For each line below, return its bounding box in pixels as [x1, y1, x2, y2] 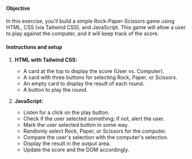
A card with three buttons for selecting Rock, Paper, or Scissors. [23, 74, 178, 81]
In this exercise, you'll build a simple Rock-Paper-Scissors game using [6, 18, 175, 25]
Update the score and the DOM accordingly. [23, 146, 130, 153]
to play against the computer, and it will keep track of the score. [6, 30, 159, 37]
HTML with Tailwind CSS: [14, 56, 78, 64]
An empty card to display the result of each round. [23, 80, 145, 87]
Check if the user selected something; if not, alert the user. [23, 115, 165, 122]
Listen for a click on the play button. [23, 109, 110, 116]
